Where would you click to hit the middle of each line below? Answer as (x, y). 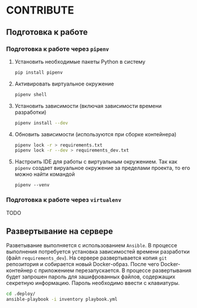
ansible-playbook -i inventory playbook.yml (62, 299)
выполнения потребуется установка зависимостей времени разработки (98, 252)
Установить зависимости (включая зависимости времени (88, 106)
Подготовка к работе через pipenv (58, 49)
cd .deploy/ (21, 294)
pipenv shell (31, 94)
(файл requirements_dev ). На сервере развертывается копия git (87, 258)
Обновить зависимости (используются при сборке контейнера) (96, 134)
